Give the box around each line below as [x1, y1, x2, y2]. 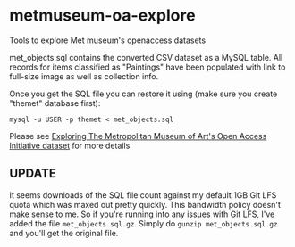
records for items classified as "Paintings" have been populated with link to [9, 62, 286, 72]
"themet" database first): [9, 97, 101, 108]
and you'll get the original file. [9, 227, 119, 238]
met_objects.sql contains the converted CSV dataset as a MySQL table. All [9, 52, 283, 62]
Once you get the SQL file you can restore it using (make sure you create [9, 88, 278, 99]
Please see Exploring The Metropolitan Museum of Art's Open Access [9, 130, 267, 141]
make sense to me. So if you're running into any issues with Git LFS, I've [9, 209, 275, 219]
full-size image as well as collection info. [9, 70, 159, 81]
